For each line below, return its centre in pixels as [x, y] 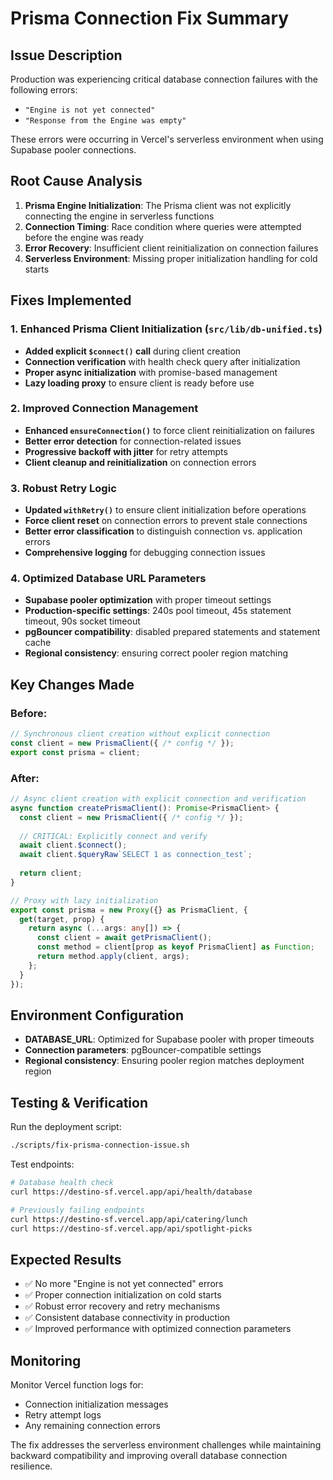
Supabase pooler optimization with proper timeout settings [148, 600]
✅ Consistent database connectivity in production [127, 1318]
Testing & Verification [79, 1102]
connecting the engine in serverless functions [119, 216]
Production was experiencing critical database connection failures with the [164, 79]
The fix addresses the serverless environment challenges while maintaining [166, 1445]
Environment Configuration [97, 1015]
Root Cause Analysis [76, 181]
